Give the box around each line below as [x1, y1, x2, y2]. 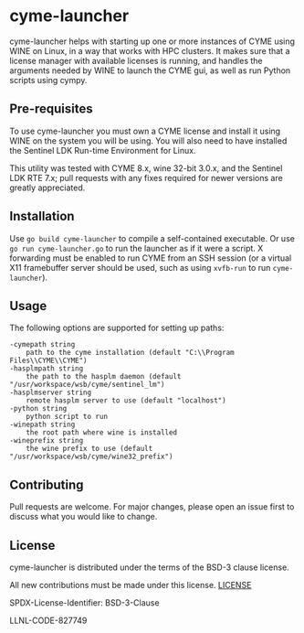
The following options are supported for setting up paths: [9, 322, 225, 334]
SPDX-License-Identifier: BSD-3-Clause [9, 597, 160, 608]
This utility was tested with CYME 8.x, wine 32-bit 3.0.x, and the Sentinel [9, 162, 283, 174]
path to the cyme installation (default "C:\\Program [26, 349, 235, 358]
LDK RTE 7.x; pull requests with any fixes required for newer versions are [9, 172, 283, 183]
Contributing [9, 477, 84, 492]
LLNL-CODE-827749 [9, 615, 88, 626]
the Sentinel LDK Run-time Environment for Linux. [9, 145, 196, 156]
